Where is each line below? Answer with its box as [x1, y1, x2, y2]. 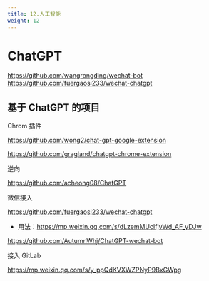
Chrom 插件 [7, 122, 42, 131]
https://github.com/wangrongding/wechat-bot [7, 71, 143, 80]
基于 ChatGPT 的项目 [7, 101, 100, 113]
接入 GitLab [7, 251, 41, 260]
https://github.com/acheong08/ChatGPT [7, 179, 127, 188]
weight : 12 [7, 17, 40, 24]
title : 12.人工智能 [7, 10, 61, 18]
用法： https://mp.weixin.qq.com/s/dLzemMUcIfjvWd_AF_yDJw [17, 223, 202, 231]
